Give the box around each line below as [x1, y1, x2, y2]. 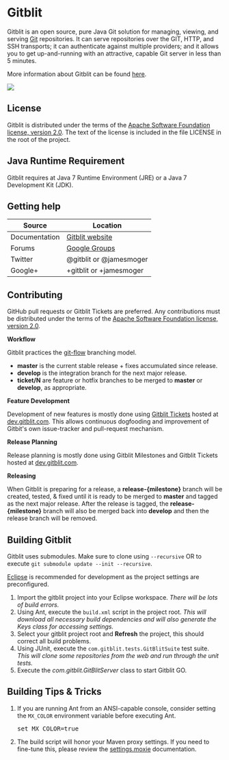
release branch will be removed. [7, 514, 98, 522]
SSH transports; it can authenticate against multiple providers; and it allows [7, 42, 219, 50]
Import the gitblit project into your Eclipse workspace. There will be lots [16, 593, 218, 601]
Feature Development [7, 397, 70, 405]
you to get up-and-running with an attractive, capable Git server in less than [7, 49, 221, 58]
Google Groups [66, 243, 116, 253]
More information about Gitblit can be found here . [7, 70, 147, 78]
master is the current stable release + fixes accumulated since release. [16, 362, 218, 370]
